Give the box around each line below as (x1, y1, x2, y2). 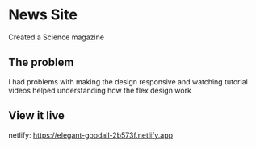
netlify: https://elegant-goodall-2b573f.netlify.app (8, 130, 174, 140)
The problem (8, 55, 74, 69)
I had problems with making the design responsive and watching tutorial (8, 76, 248, 86)
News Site (8, 6, 78, 24)
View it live (8, 109, 65, 122)
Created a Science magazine (8, 32, 105, 42)
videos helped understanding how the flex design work (8, 85, 192, 95)
